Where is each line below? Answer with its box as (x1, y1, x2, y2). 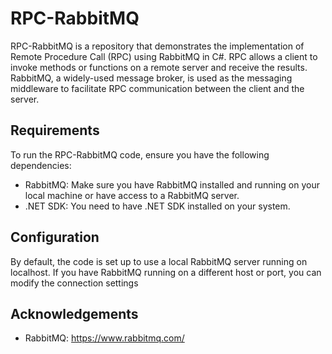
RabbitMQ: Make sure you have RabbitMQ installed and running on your (24, 178, 320, 191)
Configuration (10, 229, 100, 246)
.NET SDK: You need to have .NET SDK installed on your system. (24, 200, 291, 212)
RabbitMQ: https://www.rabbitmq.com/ (24, 332, 185, 344)
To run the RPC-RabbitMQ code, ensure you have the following (10, 148, 270, 161)
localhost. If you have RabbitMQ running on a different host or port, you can (10, 266, 322, 278)
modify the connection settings (10, 277, 139, 289)
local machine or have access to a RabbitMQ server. (24, 189, 240, 201)
